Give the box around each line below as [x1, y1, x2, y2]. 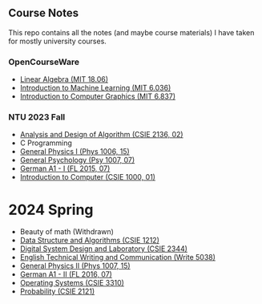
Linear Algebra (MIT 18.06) [19, 75, 109, 84]
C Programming [19, 138, 72, 148]
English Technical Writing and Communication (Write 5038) [19, 253, 216, 262]
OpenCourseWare [8, 56, 80, 67]
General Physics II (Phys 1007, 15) [19, 261, 131, 271]
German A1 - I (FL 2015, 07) [19, 164, 111, 173]
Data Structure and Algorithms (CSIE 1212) [19, 236, 160, 245]
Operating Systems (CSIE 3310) [19, 278, 124, 288]
